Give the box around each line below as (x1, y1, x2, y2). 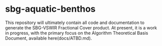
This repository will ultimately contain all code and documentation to (5, 20, 145, 25)
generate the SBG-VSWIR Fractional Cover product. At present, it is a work (5, 24, 158, 30)
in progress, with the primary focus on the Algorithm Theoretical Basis (5, 30, 149, 36)
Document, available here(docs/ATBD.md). (5, 35, 92, 41)
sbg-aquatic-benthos (5, 3, 96, 15)
